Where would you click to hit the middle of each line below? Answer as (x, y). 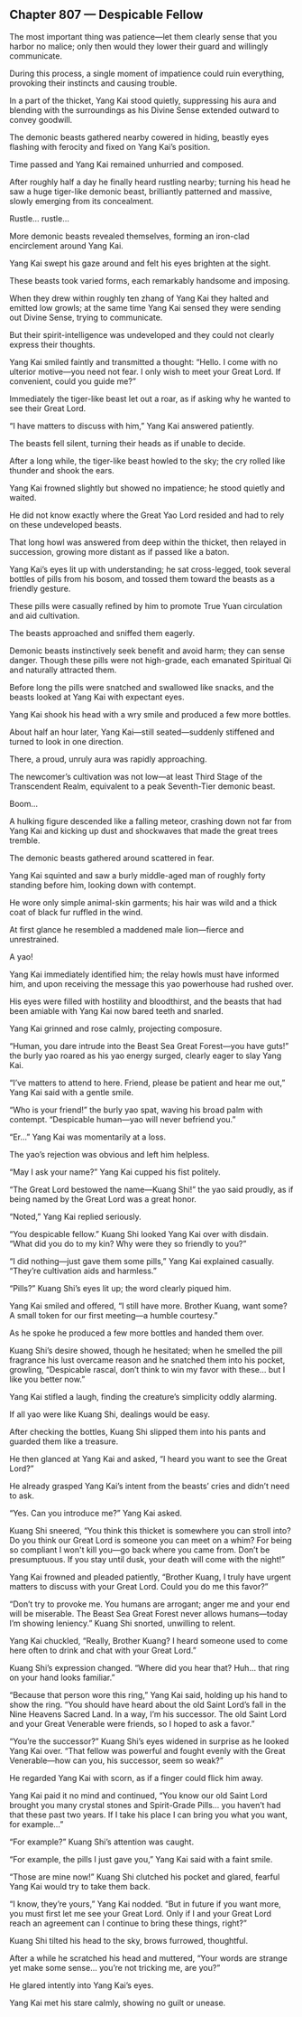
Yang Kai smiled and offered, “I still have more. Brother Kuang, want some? (148, 1306)
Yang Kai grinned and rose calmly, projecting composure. (116, 1028)
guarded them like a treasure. (64, 1441)
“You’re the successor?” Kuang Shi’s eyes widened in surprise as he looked (149, 1741)
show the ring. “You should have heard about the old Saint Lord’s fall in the (148, 1704)
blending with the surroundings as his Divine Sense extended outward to (144, 110)
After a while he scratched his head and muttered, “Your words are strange (149, 1958)
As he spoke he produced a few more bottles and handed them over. (137, 1333)
